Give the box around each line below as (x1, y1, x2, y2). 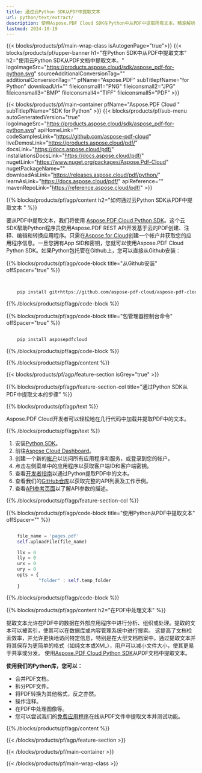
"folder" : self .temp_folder (38, 577, 112, 583)
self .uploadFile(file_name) (17, 539, 87, 545)
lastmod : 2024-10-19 (6, 25, 58, 32)
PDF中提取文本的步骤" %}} (6, 390, 73, 398)
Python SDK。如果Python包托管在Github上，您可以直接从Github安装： (6, 247, 182, 254)
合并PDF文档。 (14, 675, 52, 682)
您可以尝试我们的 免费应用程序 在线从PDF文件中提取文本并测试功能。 (14, 712, 184, 720)
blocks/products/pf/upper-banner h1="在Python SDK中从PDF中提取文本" (6, 49, 187, 57)
